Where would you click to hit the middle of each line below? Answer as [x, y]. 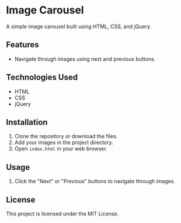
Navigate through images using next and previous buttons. [85, 59]
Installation [27, 122]
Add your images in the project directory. [64, 143]
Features [22, 45]
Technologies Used [42, 78]
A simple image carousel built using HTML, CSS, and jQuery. [79, 26]
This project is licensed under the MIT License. [62, 214]
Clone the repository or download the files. [66, 136]
